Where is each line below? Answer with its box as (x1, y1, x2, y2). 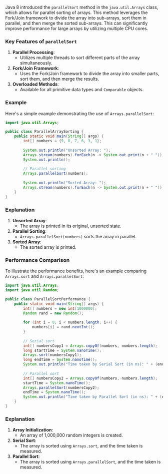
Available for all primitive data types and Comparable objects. (19, 87, 144, 93)
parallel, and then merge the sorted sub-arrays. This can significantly (5, 20, 148, 26)
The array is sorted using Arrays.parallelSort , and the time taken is (19, 459, 161, 465)
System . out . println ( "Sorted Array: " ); (23, 180, 106, 186)
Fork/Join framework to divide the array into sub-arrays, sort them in (5, 15, 146, 21)
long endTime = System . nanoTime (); (23, 357, 97, 362)
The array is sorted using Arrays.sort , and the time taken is (19, 443, 143, 449)
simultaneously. (19, 60, 52, 66)
